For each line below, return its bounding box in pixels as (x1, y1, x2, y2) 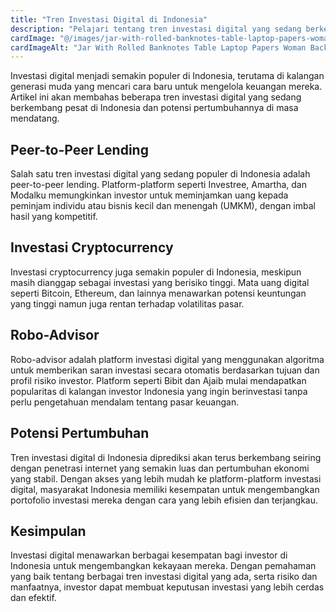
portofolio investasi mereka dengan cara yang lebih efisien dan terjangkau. (10, 494, 319, 506)
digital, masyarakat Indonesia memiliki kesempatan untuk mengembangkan (10, 483, 320, 495)
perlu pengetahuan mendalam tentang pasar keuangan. (10, 396, 240, 408)
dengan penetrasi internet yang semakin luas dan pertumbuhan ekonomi (10, 462, 310, 474)
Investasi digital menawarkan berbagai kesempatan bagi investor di (10, 549, 288, 561)
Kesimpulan (10, 522, 87, 540)
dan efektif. (10, 592, 57, 604)
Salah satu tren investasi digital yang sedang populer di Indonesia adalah (10, 168, 311, 180)
